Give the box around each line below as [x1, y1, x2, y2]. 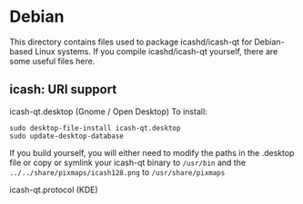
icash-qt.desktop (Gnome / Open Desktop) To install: [9, 106, 207, 117]
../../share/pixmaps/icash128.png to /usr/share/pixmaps [9, 166, 226, 178]
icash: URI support [9, 82, 117, 97]
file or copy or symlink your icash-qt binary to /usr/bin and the [9, 157, 247, 168]
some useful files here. [9, 55, 96, 66]
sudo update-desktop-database [9, 131, 125, 141]
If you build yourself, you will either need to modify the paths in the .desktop [9, 147, 295, 158]
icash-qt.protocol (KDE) [9, 184, 98, 195]
